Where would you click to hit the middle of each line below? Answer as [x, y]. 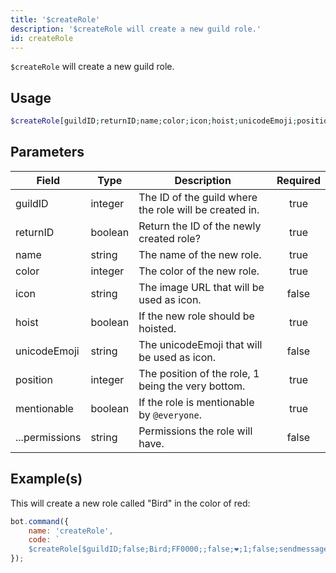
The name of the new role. [200, 254]
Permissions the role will [195, 431]
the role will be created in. [199, 209]
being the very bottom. [192, 386]
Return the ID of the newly [200, 226]
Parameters [47, 152]
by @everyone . [170, 414]
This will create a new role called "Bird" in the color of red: [130, 503]
